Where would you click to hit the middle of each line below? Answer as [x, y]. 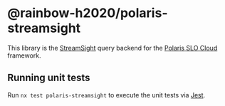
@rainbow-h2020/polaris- [88, 13]
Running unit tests [49, 78]
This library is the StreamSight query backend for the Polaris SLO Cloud [112, 48]
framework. [24, 55]
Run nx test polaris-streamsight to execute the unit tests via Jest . [106, 95]
